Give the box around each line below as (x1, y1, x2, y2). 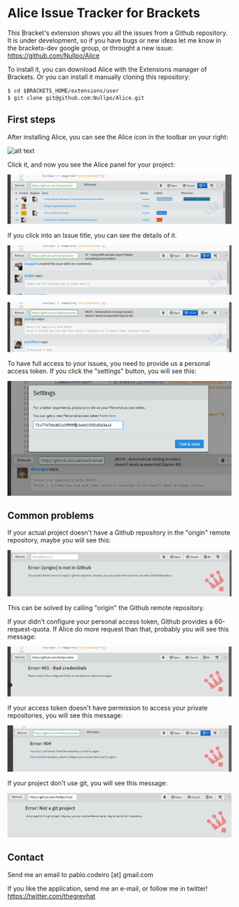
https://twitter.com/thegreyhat (7, 891, 96, 900)
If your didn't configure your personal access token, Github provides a (7, 617, 213, 626)
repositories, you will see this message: (7, 711, 123, 720)
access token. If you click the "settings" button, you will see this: (7, 367, 197, 375)
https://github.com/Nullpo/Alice (7, 51, 100, 60)
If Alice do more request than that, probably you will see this (53, 624, 229, 633)
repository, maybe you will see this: (7, 536, 112, 545)
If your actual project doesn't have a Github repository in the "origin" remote (7, 528, 231, 537)
